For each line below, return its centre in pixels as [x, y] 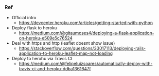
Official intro [24, 18]
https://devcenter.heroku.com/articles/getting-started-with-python [86, 23]
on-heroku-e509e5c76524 [45, 38]
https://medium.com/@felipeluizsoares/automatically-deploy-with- [86, 63]
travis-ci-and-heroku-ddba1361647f [55, 69]
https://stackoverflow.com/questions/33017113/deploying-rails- [82, 48]
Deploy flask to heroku [34, 28]
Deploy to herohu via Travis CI [42, 59]
